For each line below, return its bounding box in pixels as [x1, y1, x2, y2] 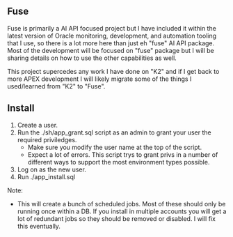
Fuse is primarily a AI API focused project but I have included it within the [7, 24, 217, 32]
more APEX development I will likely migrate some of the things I [7, 75, 192, 83]
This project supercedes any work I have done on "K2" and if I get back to [7, 67, 220, 75]
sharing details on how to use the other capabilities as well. [7, 54, 177, 62]
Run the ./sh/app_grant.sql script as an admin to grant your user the [17, 128, 211, 137]
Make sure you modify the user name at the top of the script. [27, 143, 202, 151]
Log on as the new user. [17, 165, 87, 174]
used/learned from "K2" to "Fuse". [7, 82, 106, 90]
